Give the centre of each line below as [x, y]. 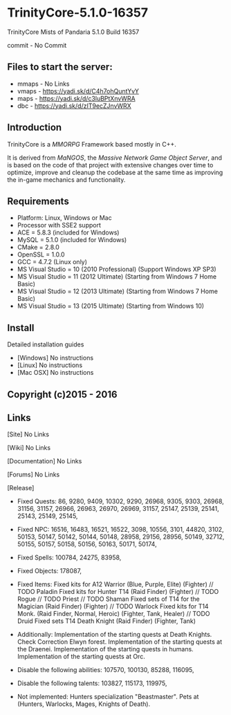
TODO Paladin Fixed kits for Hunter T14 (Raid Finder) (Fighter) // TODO [118, 592]
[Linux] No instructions [50, 365]
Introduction [35, 128]
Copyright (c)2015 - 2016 [62, 394]
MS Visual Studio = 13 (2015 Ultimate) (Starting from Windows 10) [111, 306]
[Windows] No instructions [55, 358]
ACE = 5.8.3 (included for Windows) [68, 232]
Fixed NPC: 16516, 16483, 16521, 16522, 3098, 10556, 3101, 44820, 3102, [120, 530]
